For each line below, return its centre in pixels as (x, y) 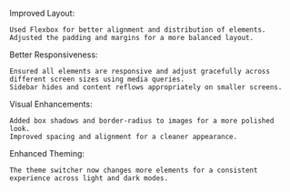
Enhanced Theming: (47, 153)
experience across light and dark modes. (89, 178)
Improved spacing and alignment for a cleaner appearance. (124, 136)
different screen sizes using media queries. (97, 79)
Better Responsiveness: (54, 55)
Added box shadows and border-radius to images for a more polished (142, 121)
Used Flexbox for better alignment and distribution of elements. (138, 30)
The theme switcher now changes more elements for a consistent (134, 170)
